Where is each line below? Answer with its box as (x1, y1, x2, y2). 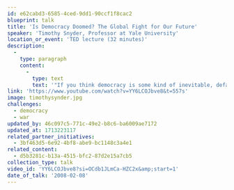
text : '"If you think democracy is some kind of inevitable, (32, 81, 214, 88)
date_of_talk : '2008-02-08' (7, 172, 89, 179)
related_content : (7, 146, 58, 153)
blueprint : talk (7, 17, 54, 24)
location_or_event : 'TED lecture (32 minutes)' (7, 36, 148, 43)
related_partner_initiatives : (7, 133, 95, 140)
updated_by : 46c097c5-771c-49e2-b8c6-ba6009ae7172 (7, 120, 157, 127)
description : (7, 42, 45, 49)
